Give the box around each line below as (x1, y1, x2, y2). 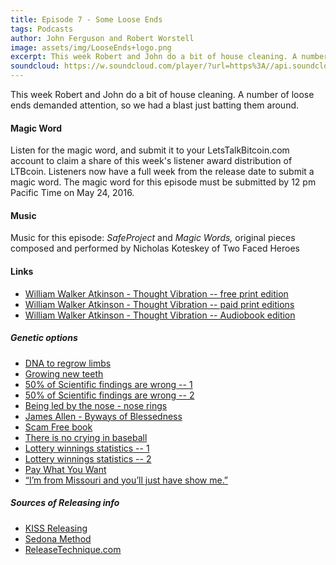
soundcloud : (10, 61, 60, 71)
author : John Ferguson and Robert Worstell (10, 33, 195, 43)
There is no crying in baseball (24, 431, 148, 443)
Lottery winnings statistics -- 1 (24, 442, 150, 454)
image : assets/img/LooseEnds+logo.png (10, 42, 172, 53)
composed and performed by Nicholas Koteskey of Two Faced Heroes (10, 242, 300, 255)
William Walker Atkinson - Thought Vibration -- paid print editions (24, 298, 295, 310)
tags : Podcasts (10, 24, 74, 34)
